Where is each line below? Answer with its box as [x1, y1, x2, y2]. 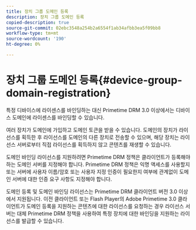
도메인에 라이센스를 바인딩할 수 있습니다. [12, 114, 105, 121]
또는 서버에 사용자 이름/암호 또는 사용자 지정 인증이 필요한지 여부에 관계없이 [6, 168, 178, 175]
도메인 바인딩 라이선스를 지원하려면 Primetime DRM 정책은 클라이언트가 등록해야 [6, 153, 191, 160]
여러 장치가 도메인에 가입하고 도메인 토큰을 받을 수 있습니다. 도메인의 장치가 [6, 126, 178, 133]
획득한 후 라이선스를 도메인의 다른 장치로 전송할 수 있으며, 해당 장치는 [21, 133, 180, 141]
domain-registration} [6, 86, 111, 100]
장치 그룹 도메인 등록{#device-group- [6, 74, 183, 87]
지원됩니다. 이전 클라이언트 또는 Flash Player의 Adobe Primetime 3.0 [16, 195, 177, 202]
